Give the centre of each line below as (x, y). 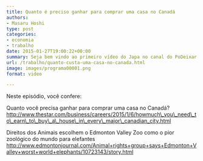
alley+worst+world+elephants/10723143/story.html (70, 152)
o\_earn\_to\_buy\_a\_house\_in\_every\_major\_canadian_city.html (89, 121)
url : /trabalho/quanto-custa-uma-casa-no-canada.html (76, 62)
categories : (21, 34)
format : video (24, 74)
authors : (17, 18)
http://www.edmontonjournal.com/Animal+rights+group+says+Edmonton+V (101, 145)
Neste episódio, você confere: (44, 96)
